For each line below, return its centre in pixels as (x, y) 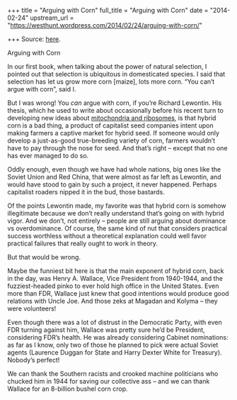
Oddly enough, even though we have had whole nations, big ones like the (114, 169)
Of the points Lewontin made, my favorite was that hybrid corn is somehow (117, 206)
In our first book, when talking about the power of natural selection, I (107, 66)
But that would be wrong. (44, 257)
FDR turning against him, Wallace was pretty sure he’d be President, (106, 330)
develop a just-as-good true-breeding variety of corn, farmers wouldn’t (111, 140)
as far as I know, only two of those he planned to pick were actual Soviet (113, 345)
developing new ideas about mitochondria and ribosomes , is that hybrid (112, 118)
